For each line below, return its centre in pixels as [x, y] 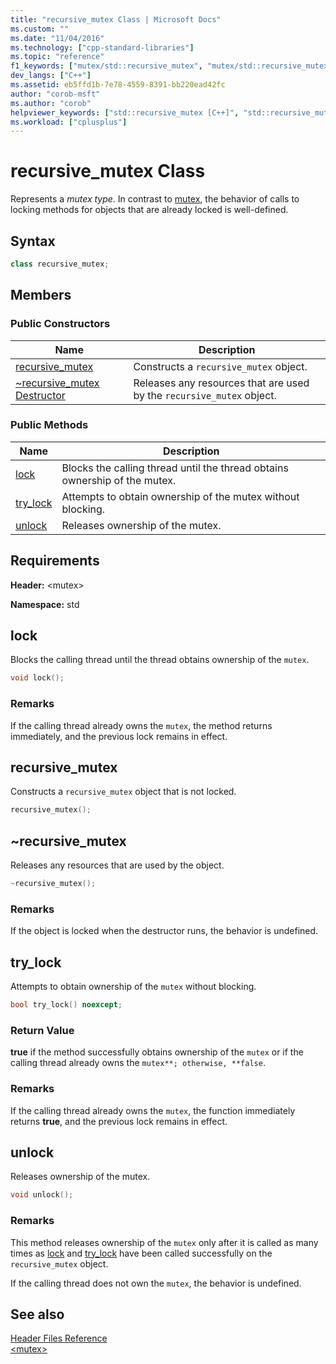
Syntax [33, 241]
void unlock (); [42, 1195]
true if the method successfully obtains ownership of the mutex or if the [157, 1052]
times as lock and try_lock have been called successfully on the [141, 1253]
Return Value [42, 1030]
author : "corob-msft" [55, 94]
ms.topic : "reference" [57, 57]
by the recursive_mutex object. [205, 395]
